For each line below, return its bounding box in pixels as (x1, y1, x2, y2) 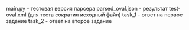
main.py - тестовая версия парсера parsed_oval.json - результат (6, 5, 168, 12)
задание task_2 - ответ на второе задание (6, 18, 112, 24)
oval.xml (6, 11, 27, 18)
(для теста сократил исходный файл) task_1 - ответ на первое (27, 11, 183, 18)
